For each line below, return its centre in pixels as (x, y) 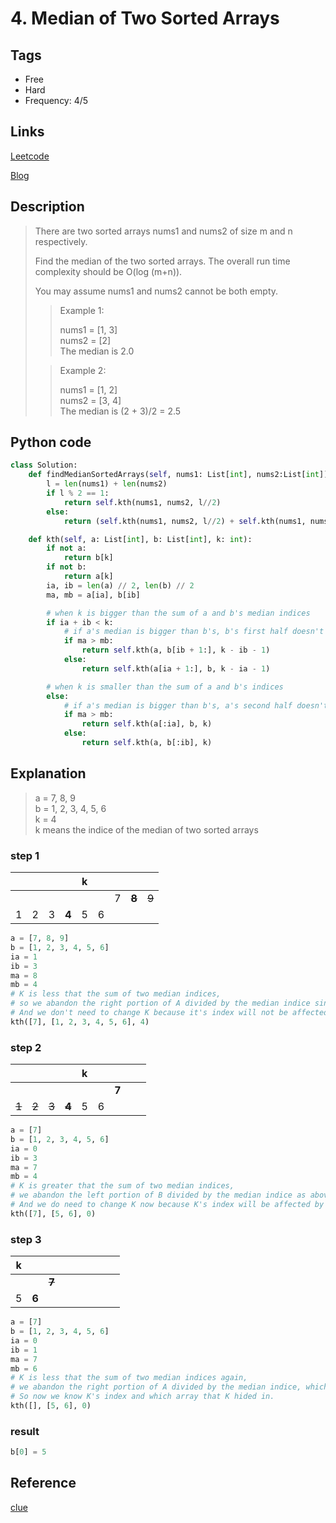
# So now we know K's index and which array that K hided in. (142, 1397)
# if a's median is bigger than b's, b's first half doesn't (194, 632)
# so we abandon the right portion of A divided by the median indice (160, 1003)
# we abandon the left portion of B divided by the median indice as (158, 1195)
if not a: (66, 548)
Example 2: (83, 370)
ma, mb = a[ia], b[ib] (93, 595)
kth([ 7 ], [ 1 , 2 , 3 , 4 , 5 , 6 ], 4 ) (80, 1022)
